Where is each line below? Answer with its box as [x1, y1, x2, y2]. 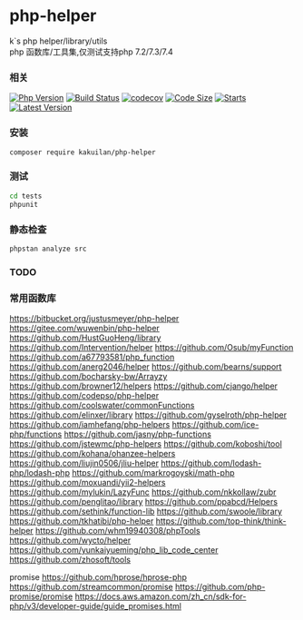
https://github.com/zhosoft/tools [9, 554, 132, 565]
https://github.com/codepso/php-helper [9, 389, 160, 400]
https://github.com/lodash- [160, 458, 262, 468]
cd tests [9, 192, 43, 201]
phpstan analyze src [9, 244, 88, 253]
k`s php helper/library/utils [9, 35, 108, 46]
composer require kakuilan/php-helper [9, 147, 156, 157]
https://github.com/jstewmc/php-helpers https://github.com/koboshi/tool [9, 438, 283, 449]
